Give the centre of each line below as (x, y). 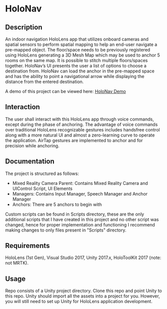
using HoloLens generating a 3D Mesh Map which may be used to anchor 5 (83, 55)
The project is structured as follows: (42, 173)
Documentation (30, 161)
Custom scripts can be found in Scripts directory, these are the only (75, 214)
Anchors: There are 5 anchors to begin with (57, 204)
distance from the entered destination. (44, 81)
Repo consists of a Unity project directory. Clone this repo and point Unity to (83, 291)
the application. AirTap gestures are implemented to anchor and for (74, 140)
